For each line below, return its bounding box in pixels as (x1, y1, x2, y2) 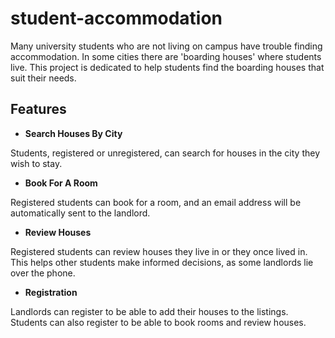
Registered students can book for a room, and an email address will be (10, 196, 302, 208)
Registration (24, 286, 78, 298)
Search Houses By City (24, 127, 123, 139)
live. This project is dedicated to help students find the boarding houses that (10, 61, 325, 73)
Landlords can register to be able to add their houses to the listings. (10, 305, 289, 317)
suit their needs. (10, 72, 77, 84)
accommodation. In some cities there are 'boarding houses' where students (10, 50, 322, 62)
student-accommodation (10, 7, 223, 30)
